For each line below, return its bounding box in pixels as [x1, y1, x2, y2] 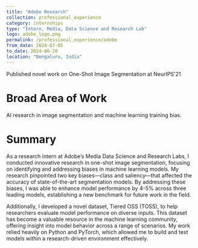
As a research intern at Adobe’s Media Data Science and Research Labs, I [6, 152, 189, 160]
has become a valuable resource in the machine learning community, [6, 215, 178, 223]
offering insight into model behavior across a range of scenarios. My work [6, 221, 191, 229]
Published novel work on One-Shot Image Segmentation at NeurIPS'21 [6, 70, 181, 77]
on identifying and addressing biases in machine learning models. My [6, 165, 179, 173]
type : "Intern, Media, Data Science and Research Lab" [6, 25, 147, 32]
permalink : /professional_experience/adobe [6, 37, 118, 43]
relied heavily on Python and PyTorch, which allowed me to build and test [6, 228, 188, 235]
